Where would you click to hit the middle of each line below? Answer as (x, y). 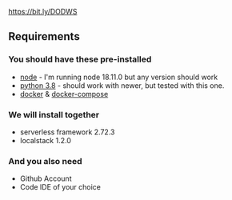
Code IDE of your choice (60, 187)
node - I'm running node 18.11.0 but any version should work (119, 77)
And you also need (45, 161)
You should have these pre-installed (80, 59)
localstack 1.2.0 (46, 140)
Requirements (44, 36)
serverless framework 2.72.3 (67, 132)
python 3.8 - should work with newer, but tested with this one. (122, 85)
